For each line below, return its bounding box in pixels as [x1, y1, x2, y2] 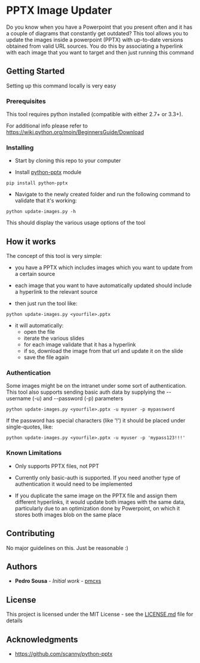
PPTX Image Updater [6, 4, 112, 17]
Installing [6, 143, 34, 151]
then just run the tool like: [14, 300, 78, 307]
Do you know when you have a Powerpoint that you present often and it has [6, 23, 193, 31]
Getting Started [6, 66, 65, 77]
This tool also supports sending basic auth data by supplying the [6, 388, 165, 396]
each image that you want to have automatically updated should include [14, 282, 192, 289]
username [6, 395, 31, 402]
